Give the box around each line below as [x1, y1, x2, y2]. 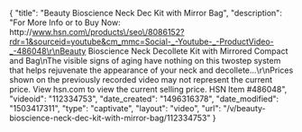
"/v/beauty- [223, 103, 266, 113]
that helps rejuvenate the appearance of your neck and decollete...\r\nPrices [9, 65, 294, 75]
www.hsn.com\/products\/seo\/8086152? [32, 27, 185, 37]
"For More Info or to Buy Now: [9, 17, 121, 28]
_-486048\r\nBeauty [9, 46, 87, 57]
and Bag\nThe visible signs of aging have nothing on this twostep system [9, 56, 281, 66]
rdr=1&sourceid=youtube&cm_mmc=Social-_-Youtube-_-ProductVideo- [9, 36, 274, 47]
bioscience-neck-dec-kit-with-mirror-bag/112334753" [9, 112, 211, 123]
